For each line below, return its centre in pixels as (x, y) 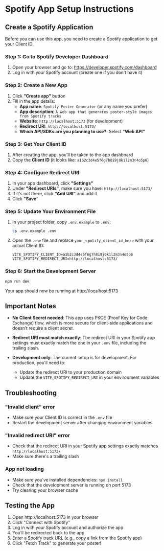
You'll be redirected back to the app (48, 533)
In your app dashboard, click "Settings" (53, 183)
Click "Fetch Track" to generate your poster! (57, 543)
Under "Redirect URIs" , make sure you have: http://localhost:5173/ (82, 188)
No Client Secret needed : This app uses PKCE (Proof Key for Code (80, 318)
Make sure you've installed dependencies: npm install (68, 480)
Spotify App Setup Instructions (70, 9)
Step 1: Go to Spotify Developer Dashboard (57, 56)
